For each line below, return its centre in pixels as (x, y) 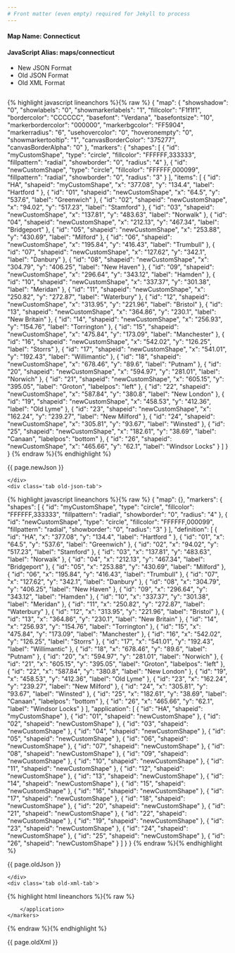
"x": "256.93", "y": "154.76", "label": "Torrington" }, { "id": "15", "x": (104, 627)
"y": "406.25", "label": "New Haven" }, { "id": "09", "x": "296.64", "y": (107, 589)
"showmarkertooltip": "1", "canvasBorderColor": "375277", (92, 140)
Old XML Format (41, 83)
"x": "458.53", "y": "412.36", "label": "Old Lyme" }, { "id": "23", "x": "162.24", (117, 679)
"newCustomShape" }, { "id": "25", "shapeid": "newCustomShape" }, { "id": (116, 836)
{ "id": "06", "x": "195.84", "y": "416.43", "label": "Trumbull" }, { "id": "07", (113, 575)
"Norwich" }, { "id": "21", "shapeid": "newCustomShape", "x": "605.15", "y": (116, 379)
